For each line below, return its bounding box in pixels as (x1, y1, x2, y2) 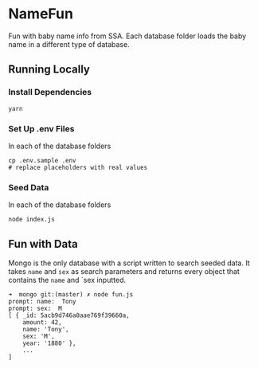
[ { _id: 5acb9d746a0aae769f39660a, (8, 311, 130, 319)
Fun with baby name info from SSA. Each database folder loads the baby (8, 31, 247, 41)
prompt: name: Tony (8, 298, 77, 306)
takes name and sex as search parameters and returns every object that (8, 267, 240, 276)
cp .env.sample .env (8, 156, 77, 164)
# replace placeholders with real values (8, 163, 148, 171)
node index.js (8, 216, 56, 224)
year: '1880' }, (22, 339, 77, 347)
